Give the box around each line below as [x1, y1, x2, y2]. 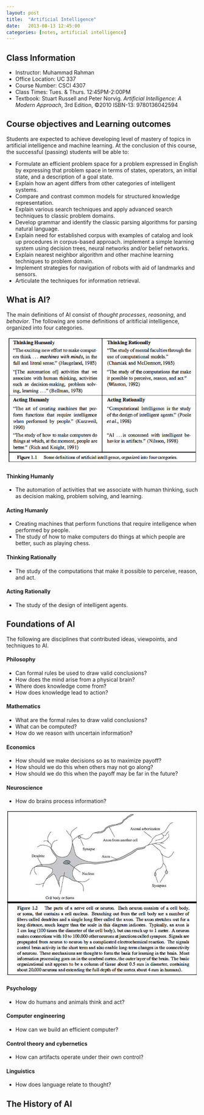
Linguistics [6, 1067, 35, 1075]
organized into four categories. [6, 324, 84, 331]
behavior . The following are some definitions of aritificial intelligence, [6, 317, 180, 325]
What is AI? [6, 295, 51, 305]
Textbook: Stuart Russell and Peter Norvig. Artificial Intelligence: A [15, 95, 181, 102]
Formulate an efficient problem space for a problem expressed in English [15, 160, 198, 167]
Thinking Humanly [6, 473, 54, 480]
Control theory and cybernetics [6, 1040, 88, 1047]
